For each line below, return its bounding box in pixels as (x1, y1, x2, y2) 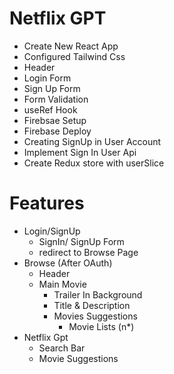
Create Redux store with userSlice (23, 157, 165, 169)
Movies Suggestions (53, 310, 138, 322)
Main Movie (38, 278, 87, 290)
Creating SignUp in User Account (23, 135, 162, 147)
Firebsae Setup (23, 114, 87, 126)
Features (9, 192, 85, 215)
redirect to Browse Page (38, 246, 139, 258)
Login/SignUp (23, 225, 81, 237)
